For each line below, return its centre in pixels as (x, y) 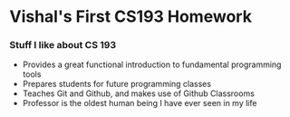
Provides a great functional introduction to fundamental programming (152, 64)
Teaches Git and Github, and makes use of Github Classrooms (139, 93)
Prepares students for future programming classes (116, 84)
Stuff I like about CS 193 (63, 45)
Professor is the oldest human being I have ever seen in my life (140, 103)
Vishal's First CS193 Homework (130, 17)
